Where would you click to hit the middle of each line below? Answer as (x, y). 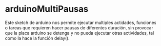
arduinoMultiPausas (47, 9)
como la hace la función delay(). (37, 38)
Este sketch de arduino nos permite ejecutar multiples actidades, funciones (81, 23)
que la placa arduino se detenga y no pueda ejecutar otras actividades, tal (80, 33)
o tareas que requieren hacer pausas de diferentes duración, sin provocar (79, 27)
